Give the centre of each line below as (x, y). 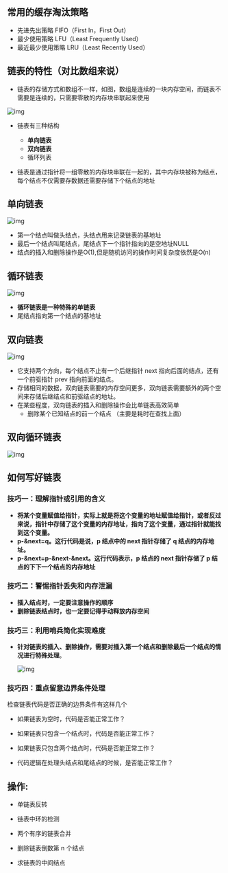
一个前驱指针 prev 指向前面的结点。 (67, 379)
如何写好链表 (34, 478)
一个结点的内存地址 (68, 567)
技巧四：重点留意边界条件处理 (56, 688)
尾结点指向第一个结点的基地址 (59, 316)
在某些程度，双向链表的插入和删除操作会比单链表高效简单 (98, 405)
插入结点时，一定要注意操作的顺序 (65, 602)
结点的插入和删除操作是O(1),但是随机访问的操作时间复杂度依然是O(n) (114, 252)
